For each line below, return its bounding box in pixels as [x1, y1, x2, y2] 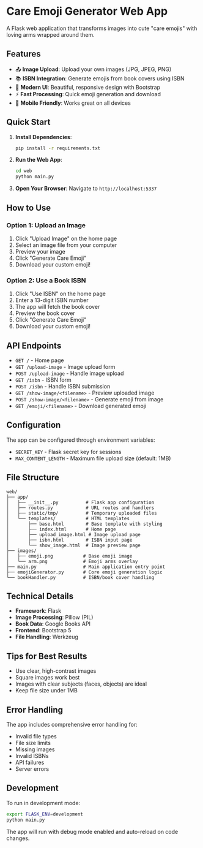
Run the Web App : [15, 156, 62, 164]
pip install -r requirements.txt [15, 145, 101, 151]
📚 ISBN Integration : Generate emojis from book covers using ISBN [15, 75, 185, 82]
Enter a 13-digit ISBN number [15, 297, 89, 304]
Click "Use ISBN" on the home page [15, 290, 106, 298]
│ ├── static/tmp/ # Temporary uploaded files [6, 510, 157, 516]
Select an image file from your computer [15, 241, 117, 249]
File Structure [6, 472, 59, 483]
